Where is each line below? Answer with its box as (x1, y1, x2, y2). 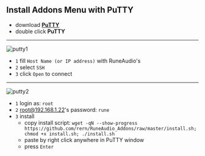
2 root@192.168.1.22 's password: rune (15, 106, 110, 113)
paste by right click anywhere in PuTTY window (24, 136, 145, 143)
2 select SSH (15, 64, 45, 71)
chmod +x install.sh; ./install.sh (24, 131, 115, 137)
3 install (15, 113, 35, 120)
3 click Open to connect (15, 70, 73, 77)
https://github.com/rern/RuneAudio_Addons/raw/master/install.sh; (24, 125, 197, 132)
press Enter (24, 143, 54, 150)
